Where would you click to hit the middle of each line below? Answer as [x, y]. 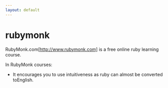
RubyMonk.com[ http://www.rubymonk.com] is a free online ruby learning [82, 49]
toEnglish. [23, 80]
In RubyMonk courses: [29, 65]
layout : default [22, 10]
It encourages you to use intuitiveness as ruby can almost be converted [88, 74]
